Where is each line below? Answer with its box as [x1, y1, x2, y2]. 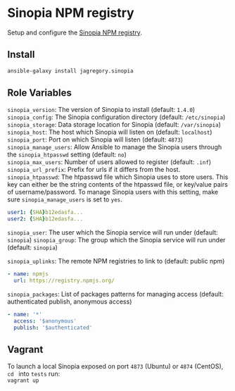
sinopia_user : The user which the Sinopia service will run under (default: [7, 228, 218, 237]
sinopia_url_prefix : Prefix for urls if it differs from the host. [7, 166, 181, 174]
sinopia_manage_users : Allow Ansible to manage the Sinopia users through [7, 143, 222, 151]
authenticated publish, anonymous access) [7, 297, 132, 306]
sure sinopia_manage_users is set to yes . [7, 195, 123, 204]
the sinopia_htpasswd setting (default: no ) [7, 150, 127, 159]
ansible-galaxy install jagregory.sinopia [7, 67, 134, 75]
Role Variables [7, 87, 72, 99]
